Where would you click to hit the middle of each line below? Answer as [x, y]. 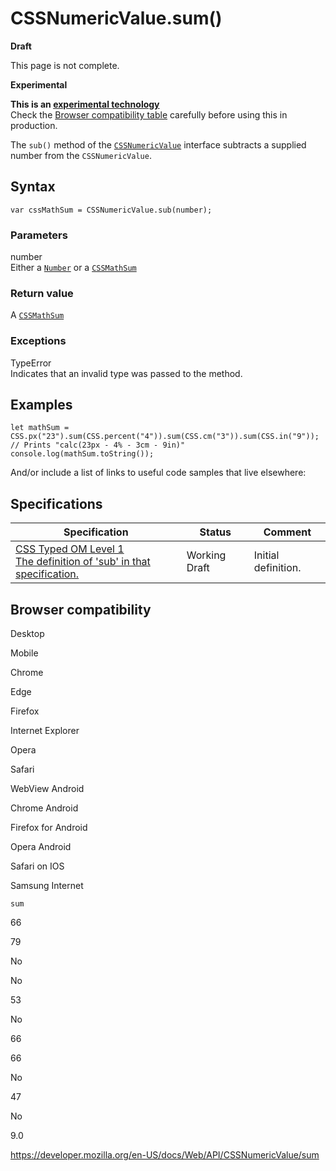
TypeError [31, 363]
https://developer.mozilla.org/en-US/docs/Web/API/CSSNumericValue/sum [165, 1155]
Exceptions [38, 341]
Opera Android [41, 847]
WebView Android [47, 789]
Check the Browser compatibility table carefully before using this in [149, 114]
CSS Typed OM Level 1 [70, 549]
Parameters [39, 235]
